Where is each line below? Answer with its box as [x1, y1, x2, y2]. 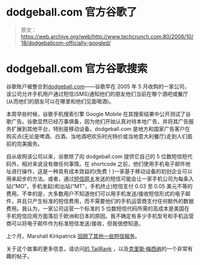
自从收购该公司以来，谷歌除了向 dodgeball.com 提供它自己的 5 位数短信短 [6, 152, 187, 160]
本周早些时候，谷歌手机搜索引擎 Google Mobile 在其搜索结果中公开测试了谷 [6, 110, 191, 117]
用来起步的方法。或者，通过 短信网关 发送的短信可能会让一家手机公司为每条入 [6, 175, 194, 182]
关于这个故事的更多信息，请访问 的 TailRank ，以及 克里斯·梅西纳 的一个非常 [6, 245, 188, 252]
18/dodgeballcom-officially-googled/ [20, 39, 111, 46]
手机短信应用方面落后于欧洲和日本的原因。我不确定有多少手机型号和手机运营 [6, 212, 194, 219]
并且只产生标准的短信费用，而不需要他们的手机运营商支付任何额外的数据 [16, 197, 194, 204]
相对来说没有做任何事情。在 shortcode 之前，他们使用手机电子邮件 [21, 160, 186, 167]
